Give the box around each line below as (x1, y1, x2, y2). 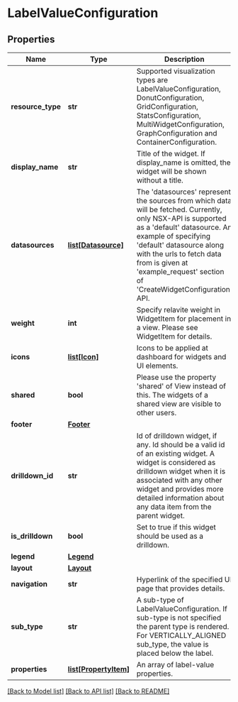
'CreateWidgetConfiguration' (136, 285, 232, 294)
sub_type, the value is (136, 640, 209, 649)
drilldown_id (11, 471, 54, 481)
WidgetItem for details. (136, 331, 212, 341)
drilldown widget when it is (136, 466, 226, 476)
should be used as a (136, 531, 204, 541)
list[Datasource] (67, 240, 124, 250)
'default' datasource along (136, 240, 225, 250)
